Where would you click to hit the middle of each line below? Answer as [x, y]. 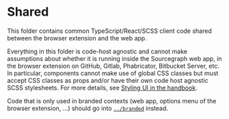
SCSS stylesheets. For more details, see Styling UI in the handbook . [102, 88]
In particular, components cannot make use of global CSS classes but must [113, 73]
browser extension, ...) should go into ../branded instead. [88, 108]
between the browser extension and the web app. [77, 38]
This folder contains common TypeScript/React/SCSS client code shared [109, 31]
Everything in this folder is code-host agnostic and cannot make [97, 51]
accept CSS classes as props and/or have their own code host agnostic [108, 80]
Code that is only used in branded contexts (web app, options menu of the [112, 101]
